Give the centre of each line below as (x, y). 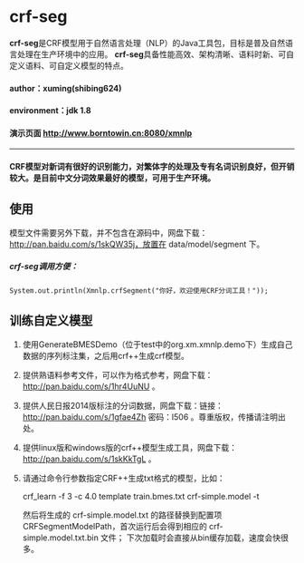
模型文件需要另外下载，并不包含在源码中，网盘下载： (109, 232)
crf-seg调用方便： (44, 267)
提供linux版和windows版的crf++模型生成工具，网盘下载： (130, 447)
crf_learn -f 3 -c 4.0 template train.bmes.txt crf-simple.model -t (141, 496)
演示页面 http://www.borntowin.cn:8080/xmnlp (101, 132)
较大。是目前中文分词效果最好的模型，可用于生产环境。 (112, 178)
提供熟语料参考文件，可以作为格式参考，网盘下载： (118, 374)
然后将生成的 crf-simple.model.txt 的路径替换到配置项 (122, 515)
